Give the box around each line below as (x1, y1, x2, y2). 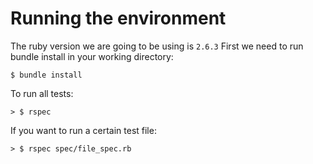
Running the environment (10, 7, 227, 30)
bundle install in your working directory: (10, 50, 174, 62)
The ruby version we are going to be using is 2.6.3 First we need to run (10, 40, 304, 52)
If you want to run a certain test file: (10, 124, 157, 136)
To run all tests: (10, 87, 74, 99)
